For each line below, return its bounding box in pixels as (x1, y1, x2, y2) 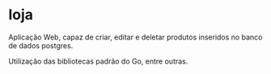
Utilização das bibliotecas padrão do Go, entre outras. (8, 56, 188, 66)
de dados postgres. (8, 40, 74, 50)
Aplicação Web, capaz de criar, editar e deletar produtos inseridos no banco (8, 32, 263, 42)
